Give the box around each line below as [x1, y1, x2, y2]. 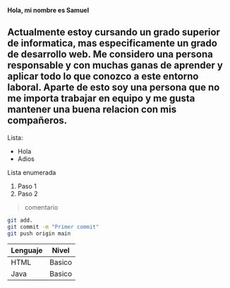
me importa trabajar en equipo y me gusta [7, 92, 195, 104]
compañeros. [7, 114, 68, 126]
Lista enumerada [7, 168, 56, 176]
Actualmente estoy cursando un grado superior [7, 26, 221, 38]
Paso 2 [17, 189, 38, 198]
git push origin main [7, 229, 71, 237]
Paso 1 [17, 181, 37, 190]
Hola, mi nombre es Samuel [7, 6, 90, 14]
